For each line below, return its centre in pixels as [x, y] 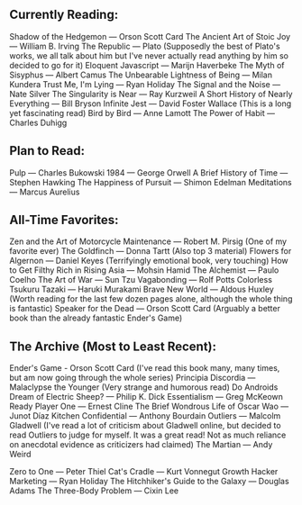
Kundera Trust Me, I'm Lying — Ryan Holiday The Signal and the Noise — [145, 84]
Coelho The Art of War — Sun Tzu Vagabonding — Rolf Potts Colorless [141, 280]
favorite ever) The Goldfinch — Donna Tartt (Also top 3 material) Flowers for [151, 251]
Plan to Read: [47, 151]
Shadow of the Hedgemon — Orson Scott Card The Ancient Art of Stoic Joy [150, 36]
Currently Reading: [64, 15]
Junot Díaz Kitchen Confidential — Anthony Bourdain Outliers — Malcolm [145, 416]
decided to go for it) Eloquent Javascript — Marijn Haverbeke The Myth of [147, 65]
